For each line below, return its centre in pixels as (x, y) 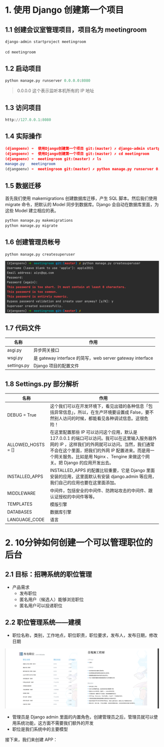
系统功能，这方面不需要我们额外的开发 (55, 723)
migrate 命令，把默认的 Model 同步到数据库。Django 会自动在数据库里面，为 (82, 204)
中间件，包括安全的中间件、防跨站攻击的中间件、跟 (101, 490)
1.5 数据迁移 (23, 186)
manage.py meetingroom (30, 164)
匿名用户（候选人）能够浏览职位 (51, 599)
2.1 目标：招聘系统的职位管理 (49, 574)
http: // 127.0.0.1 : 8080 (28, 120)
